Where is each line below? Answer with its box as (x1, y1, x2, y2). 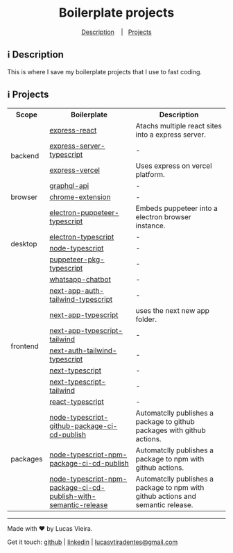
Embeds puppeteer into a (135, 203, 218, 213)
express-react (49, 125, 97, 135)
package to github (135, 416, 196, 426)
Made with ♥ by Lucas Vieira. (7, 524, 93, 532)
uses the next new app (135, 305, 210, 315)
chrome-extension (49, 192, 111, 202)
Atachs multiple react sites (135, 121, 222, 130)
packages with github (135, 425, 206, 435)
